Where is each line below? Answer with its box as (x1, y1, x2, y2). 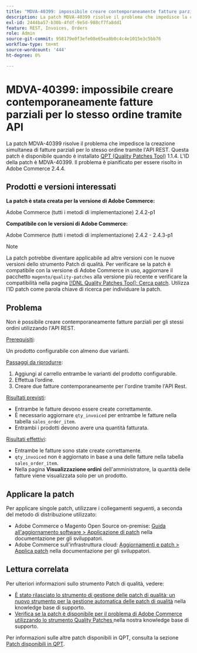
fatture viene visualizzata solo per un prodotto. (14, 472, 128, 479)
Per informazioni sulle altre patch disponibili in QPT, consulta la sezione (6, 634, 179, 641)
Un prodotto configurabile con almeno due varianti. (6, 348, 130, 355)
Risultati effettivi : (6, 436, 47, 443)
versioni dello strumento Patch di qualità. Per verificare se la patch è (6, 261, 171, 268)
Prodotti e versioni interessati (6, 182, 116, 192)
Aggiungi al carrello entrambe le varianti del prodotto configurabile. (14, 370, 177, 377)
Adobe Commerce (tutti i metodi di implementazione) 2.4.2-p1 (6, 209, 155, 216)
